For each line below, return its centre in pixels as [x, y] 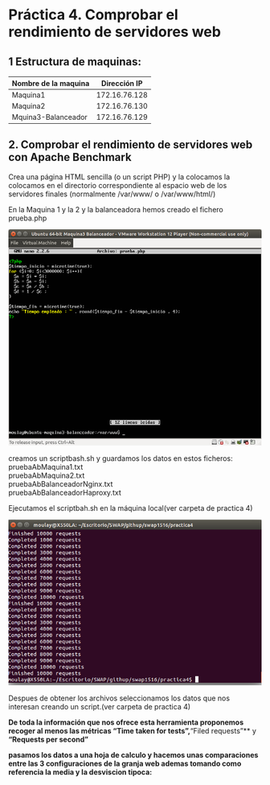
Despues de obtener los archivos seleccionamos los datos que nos [119, 698]
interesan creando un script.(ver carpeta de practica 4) [100, 707]
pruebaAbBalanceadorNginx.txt [61, 484]
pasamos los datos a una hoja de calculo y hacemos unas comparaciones [133, 755]
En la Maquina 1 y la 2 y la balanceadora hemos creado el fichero [116, 209]
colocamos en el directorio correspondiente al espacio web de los [118, 185]
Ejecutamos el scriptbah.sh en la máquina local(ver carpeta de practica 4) [131, 508]
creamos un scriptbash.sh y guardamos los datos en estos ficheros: [121, 458]
